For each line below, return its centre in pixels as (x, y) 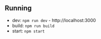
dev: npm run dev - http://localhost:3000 (54, 20)
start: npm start (28, 31)
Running (18, 8)
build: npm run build (33, 25)
